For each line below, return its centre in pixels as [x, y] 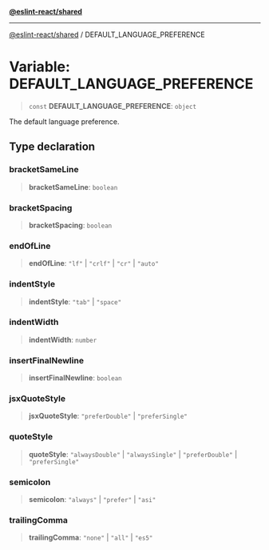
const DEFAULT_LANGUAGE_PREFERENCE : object [113, 106]
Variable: [40, 67]
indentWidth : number [63, 339]
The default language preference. [64, 121]
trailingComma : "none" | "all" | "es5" [91, 538]
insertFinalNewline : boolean [75, 378]
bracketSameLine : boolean [73, 187]
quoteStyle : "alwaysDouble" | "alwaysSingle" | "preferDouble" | [133, 454]
